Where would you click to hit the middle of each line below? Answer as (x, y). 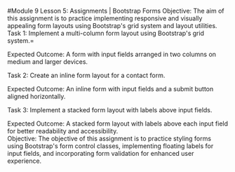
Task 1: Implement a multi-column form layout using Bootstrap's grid (106, 33)
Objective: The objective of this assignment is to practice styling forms (109, 138)
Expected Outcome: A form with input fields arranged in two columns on (112, 54)
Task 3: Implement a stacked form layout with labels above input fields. (110, 110)
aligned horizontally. (36, 96)
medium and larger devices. (48, 62)
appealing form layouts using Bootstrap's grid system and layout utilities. (112, 26)
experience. (25, 161)
